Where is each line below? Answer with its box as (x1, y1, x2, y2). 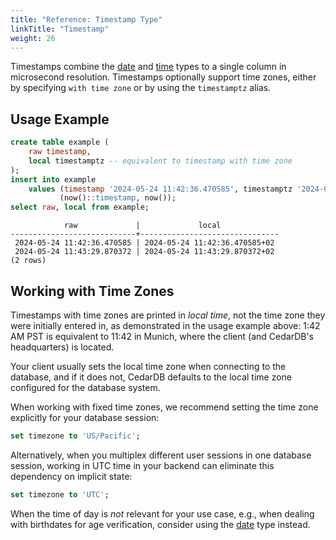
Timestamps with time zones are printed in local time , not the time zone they (10, 309, 326, 321)
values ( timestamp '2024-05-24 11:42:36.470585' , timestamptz (28, 184, 293, 194)
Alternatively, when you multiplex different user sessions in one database (10, 449, 312, 461)
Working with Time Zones (10, 282, 175, 300)
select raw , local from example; (10, 202, 150, 213)
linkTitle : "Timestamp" (10, 24, 110, 34)
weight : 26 (10, 33, 56, 43)
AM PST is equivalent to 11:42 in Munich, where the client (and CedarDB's (10, 331, 314, 342)
